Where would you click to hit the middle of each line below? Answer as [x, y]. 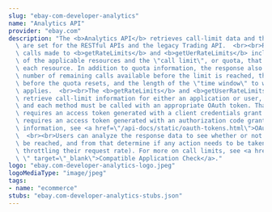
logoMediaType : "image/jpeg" [57, 173]
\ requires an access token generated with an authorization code [130, 121]
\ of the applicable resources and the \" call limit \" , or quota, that [139, 61]
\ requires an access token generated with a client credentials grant [139, 114]
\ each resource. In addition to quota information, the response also [139, 69]
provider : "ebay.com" [45, 31]
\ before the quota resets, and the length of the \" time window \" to [137, 83]
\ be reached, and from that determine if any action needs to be [130, 143]
